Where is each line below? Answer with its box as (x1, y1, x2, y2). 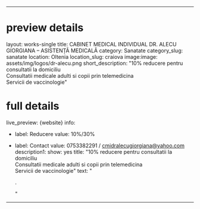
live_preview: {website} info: (6, 119, 76, 126)
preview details (6, 21, 84, 34)
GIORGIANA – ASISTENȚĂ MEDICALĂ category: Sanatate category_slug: (6, 47, 183, 54)
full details (6, 99, 60, 113)
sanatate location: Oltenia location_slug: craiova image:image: (6, 53, 158, 60)
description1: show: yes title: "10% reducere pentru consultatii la (14, 148, 173, 155)
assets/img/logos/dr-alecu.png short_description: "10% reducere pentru (6, 59, 183, 66)
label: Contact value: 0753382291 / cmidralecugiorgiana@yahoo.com (14, 142, 185, 149)
